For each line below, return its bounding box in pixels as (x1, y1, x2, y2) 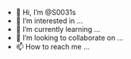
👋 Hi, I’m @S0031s (15, 8, 76, 17)
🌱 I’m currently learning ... (15, 25, 101, 33)
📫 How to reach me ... (15, 42, 90, 51)
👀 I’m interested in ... (15, 16, 83, 26)
